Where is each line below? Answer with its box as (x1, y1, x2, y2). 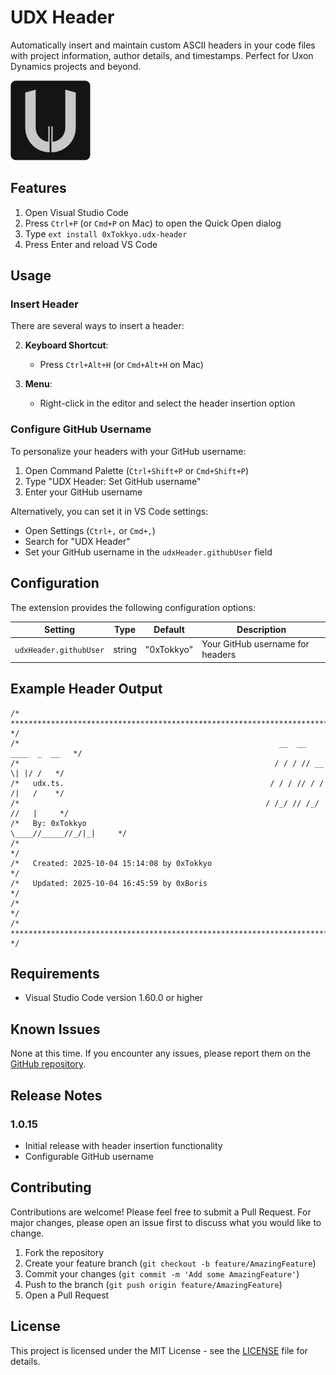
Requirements (10, 966, 100, 982)
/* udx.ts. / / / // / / (10, 778, 325, 788)
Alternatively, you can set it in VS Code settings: (10, 505, 209, 517)
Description (236, 624, 287, 636)
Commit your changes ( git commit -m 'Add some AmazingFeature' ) (24, 1267, 300, 1280)
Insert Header (10, 297, 79, 311)
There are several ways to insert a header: (10, 320, 185, 332)
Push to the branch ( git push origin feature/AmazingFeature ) (24, 1278, 283, 1290)
